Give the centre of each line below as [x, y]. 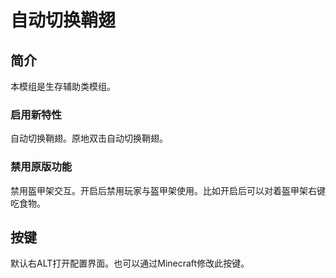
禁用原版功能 [41, 167]
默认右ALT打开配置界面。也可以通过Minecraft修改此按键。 [130, 263]
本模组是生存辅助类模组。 [63, 86]
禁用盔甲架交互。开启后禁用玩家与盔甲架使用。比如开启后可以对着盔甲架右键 [168, 190]
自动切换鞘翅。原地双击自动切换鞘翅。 [89, 138]
